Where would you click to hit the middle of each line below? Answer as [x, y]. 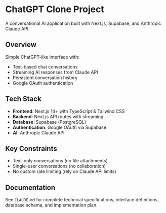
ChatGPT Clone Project [55, 9]
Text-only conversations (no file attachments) [60, 161]
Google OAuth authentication [43, 83]
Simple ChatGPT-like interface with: [43, 57]
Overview [21, 45]
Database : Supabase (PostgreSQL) [49, 122]
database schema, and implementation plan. [51, 205]
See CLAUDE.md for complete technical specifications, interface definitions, [82, 200]
